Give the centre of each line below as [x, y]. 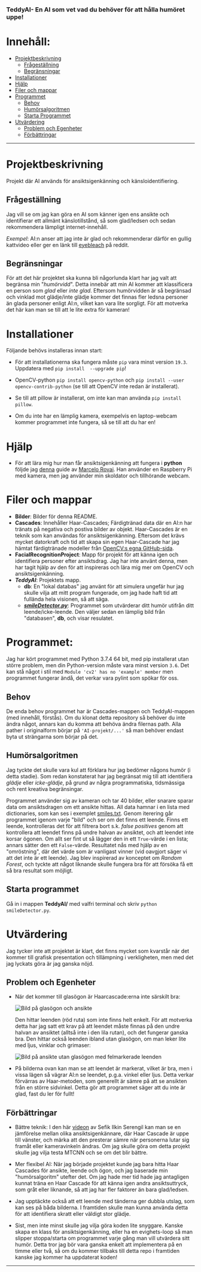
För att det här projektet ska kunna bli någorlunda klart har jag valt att [92, 278]
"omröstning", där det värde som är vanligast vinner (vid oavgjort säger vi [97, 851]
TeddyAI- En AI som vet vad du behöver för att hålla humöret [96, 10]
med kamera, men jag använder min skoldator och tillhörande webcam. [102, 476]
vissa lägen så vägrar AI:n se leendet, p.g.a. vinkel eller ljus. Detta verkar [104, 1075]
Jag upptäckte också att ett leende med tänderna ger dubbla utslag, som [105, 1201]
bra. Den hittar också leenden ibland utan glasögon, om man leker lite [100, 1039]
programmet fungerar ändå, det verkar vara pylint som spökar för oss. [92, 678]
